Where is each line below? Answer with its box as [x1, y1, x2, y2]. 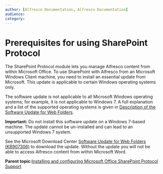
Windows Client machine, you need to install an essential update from [5, 74, 146, 80]
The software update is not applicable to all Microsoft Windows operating [5, 94, 153, 100]
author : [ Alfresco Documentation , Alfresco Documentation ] [5, 7, 128, 12]
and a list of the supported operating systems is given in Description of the [5, 104, 156, 110]
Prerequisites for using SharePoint [5, 37, 148, 48]
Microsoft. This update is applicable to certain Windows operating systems [5, 79, 156, 85]
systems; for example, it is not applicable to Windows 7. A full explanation [5, 99, 153, 105]
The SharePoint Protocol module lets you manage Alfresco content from [5, 64, 150, 70]
